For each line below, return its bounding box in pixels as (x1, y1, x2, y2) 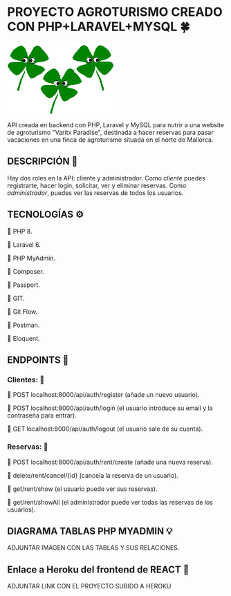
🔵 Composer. (7, 267, 44, 275)
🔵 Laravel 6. (7, 240, 41, 249)
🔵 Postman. (7, 321, 40, 329)
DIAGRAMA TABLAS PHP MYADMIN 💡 (7, 525, 173, 537)
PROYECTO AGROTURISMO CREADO (7, 4, 223, 20)
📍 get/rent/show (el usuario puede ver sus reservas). (7, 485, 158, 493)
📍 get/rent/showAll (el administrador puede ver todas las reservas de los (7, 498, 213, 506)
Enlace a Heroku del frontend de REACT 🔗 (7, 564, 190, 575)
